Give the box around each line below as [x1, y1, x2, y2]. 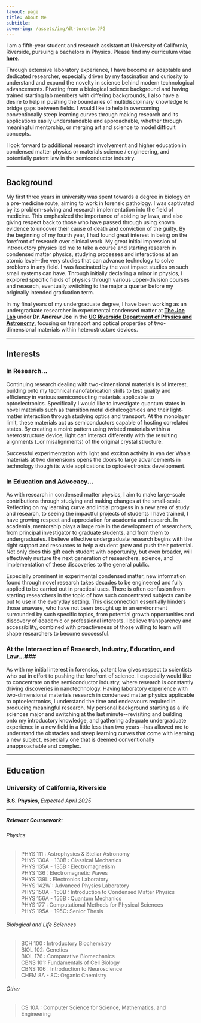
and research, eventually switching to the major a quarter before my [6, 282, 173, 290]
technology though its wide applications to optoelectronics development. [6, 462, 186, 470]
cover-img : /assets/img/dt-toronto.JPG [6, 25, 106, 32]
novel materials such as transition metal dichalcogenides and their [6, 406, 169, 413]
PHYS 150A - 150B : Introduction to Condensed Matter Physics [20, 888, 175, 895]
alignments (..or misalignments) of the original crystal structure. [6, 438, 163, 445]
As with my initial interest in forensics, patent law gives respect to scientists [6, 666, 193, 673]
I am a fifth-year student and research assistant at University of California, [6, 42, 189, 49]
